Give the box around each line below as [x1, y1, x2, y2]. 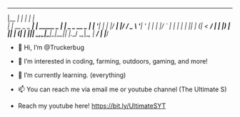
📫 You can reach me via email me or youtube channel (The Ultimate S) [17, 85, 227, 93]
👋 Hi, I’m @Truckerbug [17, 44, 84, 51]
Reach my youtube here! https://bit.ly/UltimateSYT [17, 101, 166, 110]
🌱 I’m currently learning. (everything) [17, 71, 126, 79]
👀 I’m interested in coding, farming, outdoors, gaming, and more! [17, 57, 209, 65]
